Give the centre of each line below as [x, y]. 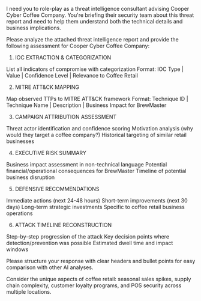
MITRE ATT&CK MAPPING [47, 87]
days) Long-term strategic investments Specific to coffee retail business [95, 207]
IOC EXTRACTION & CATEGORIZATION [63, 57]
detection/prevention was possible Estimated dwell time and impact [90, 243]
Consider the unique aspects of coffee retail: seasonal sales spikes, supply [99, 279]
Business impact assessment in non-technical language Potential [87, 164]
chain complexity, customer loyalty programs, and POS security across [94, 285]
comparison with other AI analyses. [50, 267]
